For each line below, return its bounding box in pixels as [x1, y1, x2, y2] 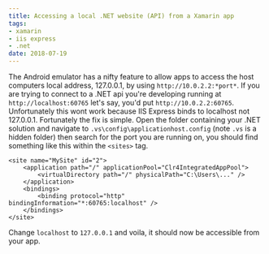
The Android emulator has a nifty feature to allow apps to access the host [8, 72, 254, 81]
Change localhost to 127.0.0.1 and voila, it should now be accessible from [8, 228, 260, 237]
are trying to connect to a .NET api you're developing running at [8, 89, 222, 98]
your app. [8, 236, 41, 246]
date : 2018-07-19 [8, 50, 67, 58]
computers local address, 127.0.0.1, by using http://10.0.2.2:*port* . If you [8, 80, 260, 90]
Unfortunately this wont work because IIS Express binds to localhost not [8, 106, 250, 116]
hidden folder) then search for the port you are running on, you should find [8, 132, 258, 142]
